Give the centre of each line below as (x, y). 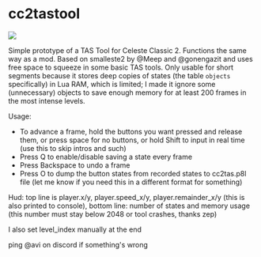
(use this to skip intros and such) (73, 148)
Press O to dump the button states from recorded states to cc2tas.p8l (133, 173)
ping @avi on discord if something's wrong (78, 244)
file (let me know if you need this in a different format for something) (131, 182)
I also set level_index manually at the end (75, 229)
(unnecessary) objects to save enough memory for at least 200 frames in (127, 93)
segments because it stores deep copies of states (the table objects (119, 75)
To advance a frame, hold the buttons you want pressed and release (131, 131)
